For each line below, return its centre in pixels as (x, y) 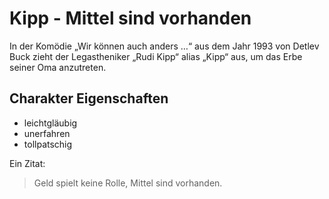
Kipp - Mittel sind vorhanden (130, 18)
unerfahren (47, 133)
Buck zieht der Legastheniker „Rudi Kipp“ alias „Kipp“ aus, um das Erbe (156, 56)
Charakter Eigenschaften (89, 98)
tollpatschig (48, 144)
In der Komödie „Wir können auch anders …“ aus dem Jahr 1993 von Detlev (164, 46)
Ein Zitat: (27, 163)
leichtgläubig (50, 123)
